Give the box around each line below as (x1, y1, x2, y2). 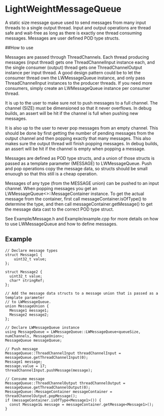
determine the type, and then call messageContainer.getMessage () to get (5, 201, 153, 207)
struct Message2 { (5, 269, 42, 274)
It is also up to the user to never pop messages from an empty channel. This (5, 125, 159, 131)
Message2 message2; (9, 312, 49, 317)
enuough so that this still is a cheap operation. (5, 171, 98, 176)
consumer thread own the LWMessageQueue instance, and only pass (5, 75, 145, 81)
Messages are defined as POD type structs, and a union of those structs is (5, 155, 155, 161)
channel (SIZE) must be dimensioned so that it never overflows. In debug (5, 105, 152, 111)
